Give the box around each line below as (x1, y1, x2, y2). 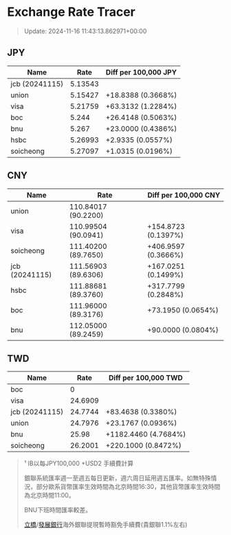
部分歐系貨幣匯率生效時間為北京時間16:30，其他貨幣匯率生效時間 (36, 483, 221, 491)
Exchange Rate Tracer (7, 4, 136, 20)
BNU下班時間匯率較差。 (23, 506, 91, 514)
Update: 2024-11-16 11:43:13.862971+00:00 (23, 27, 147, 35)
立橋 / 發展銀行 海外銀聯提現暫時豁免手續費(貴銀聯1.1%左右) (23, 521, 188, 529)
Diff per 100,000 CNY (147, 190, 221, 200)
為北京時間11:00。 (23, 491, 75, 500)
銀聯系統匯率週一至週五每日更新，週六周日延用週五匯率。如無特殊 (23, 474, 211, 483)
